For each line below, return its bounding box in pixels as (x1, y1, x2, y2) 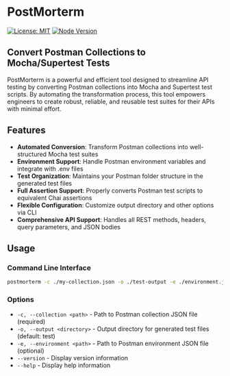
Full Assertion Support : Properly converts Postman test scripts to (16, 186, 203, 195)
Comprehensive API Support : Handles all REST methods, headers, (16, 215, 207, 223)
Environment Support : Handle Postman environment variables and (16, 157, 207, 165)
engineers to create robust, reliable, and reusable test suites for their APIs (7, 97, 215, 105)
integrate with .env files (16, 164, 84, 173)
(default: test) (16, 332, 56, 340)
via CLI (16, 208, 37, 216)
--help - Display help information (16, 361, 111, 370)
